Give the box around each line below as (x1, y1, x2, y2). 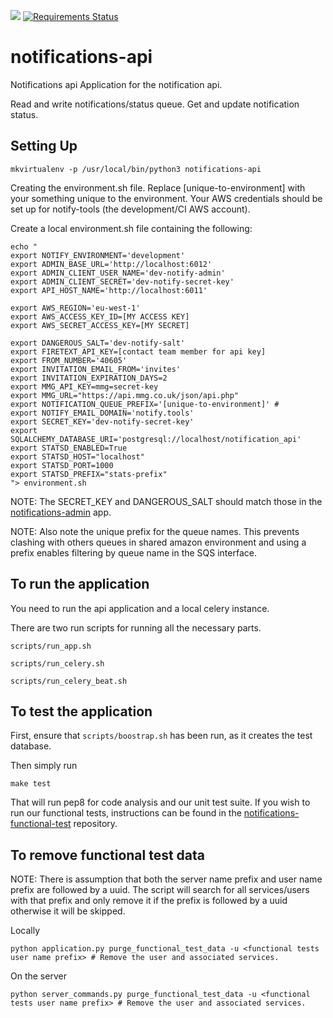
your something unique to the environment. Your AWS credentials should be (10, 192, 323, 204)
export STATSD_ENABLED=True (10, 443, 128, 453)
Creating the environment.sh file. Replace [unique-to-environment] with (10, 181, 306, 194)
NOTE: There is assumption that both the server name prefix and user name (10, 873, 323, 885)
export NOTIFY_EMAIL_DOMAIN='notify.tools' (10, 408, 195, 418)
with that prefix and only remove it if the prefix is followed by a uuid (10, 895, 288, 907)
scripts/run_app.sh (10, 641, 92, 651)
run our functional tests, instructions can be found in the (10, 807, 242, 819)
